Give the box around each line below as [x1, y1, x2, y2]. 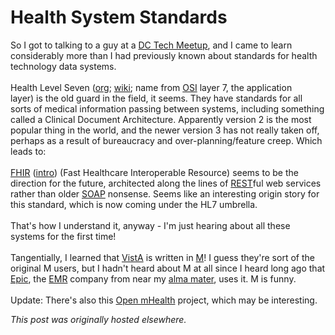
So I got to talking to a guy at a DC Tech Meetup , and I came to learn [10, 39, 293, 51]
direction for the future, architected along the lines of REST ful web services [10, 177, 322, 189]
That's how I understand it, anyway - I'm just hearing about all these [10, 219, 291, 231]
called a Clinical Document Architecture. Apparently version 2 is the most [10, 113, 312, 125]
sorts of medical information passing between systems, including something [10, 102, 325, 115]
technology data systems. [10, 60, 117, 72]
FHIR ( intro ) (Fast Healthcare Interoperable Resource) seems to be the [10, 166, 299, 178]
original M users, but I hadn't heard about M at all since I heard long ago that [10, 262, 326, 274]
